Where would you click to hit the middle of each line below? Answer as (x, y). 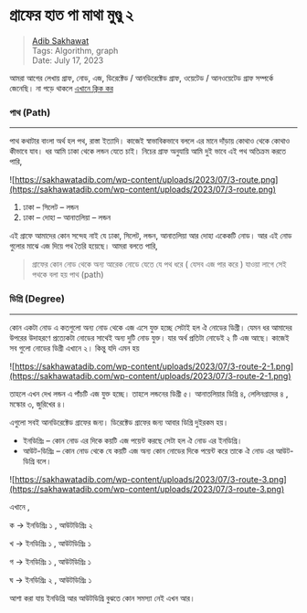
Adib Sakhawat (60, 40)
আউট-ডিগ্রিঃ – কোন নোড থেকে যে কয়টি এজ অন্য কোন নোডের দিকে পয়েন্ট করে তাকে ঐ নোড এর (148, 450)
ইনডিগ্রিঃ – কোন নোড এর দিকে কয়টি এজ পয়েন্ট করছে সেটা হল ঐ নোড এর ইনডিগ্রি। (132, 440)
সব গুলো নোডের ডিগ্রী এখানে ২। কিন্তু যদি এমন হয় (74, 348)
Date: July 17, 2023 (68, 60)
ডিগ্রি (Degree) (37, 299)
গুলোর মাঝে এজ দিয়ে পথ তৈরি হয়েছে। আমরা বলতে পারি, (84, 246)
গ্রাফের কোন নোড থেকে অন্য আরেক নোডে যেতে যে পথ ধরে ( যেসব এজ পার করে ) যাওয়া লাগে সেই (159, 264)
